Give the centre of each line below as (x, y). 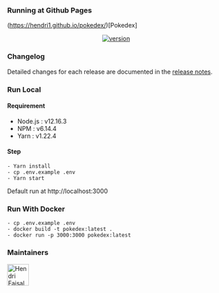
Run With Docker (36, 209)
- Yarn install (29, 166)
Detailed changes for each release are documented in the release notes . (110, 72)
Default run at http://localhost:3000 (58, 191)
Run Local (24, 90)
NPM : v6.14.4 (37, 128)
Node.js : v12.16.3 (42, 121)
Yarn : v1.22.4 (37, 136)
